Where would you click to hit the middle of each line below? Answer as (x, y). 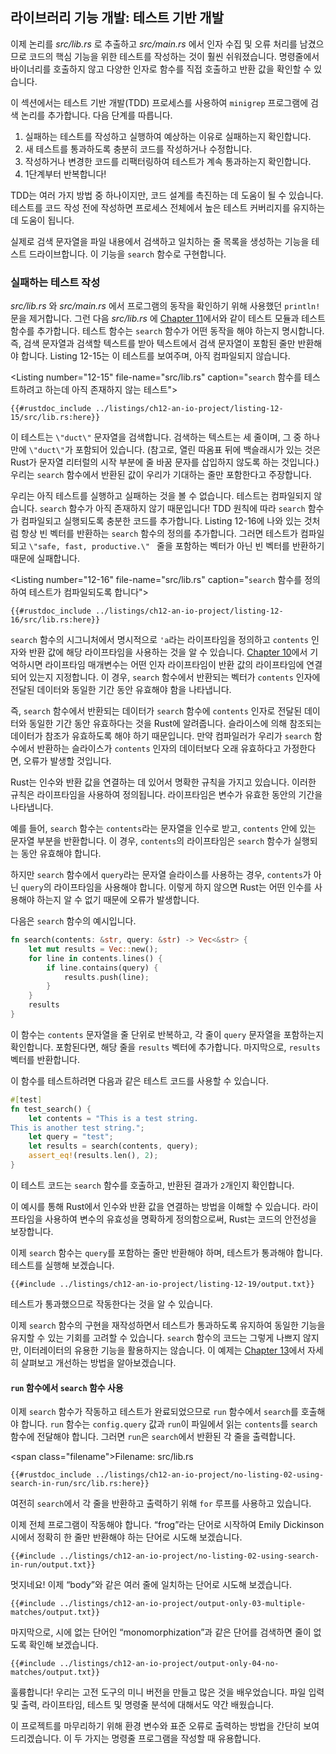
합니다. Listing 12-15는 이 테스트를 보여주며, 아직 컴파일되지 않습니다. (155, 356)
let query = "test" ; (71, 1137)
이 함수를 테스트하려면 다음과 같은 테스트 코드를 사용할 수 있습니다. (139, 1080)
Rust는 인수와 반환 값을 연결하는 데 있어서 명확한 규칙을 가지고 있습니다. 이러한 (163, 782)
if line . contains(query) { (102, 968)
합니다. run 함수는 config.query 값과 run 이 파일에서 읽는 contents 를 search (169, 1424)
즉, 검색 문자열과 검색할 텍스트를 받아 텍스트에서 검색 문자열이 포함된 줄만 (153, 344)
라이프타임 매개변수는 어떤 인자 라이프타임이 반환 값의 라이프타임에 (174, 665)
